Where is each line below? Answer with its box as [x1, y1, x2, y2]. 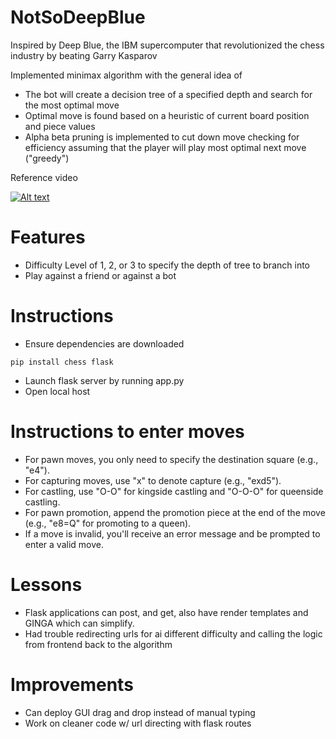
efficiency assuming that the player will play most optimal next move [24, 141, 307, 153]
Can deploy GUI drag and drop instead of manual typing [24, 706, 256, 718]
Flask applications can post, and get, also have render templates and [24, 606, 309, 618]
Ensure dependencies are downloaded [24, 337, 185, 350]
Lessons [10, 573, 83, 596]
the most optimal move [24, 99, 120, 111]
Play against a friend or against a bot [24, 269, 177, 281]
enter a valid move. [24, 538, 104, 550]
